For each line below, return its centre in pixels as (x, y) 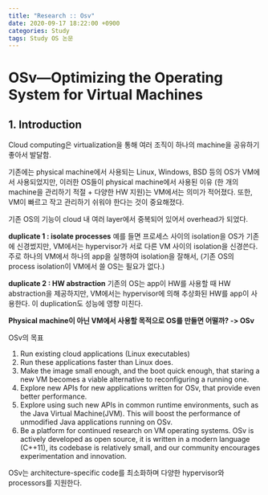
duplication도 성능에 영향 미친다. (91, 304)
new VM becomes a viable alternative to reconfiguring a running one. (134, 379)
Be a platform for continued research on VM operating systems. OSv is (137, 431)
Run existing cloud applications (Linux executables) (105, 354)
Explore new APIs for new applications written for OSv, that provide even (140, 388)
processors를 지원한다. (45, 483)
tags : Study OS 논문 (41, 38)
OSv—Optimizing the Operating (116, 78)
